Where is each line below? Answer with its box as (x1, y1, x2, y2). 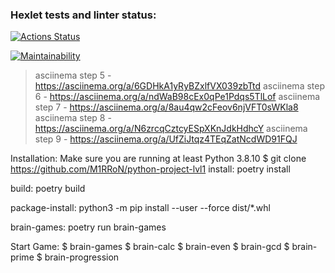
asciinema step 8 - (34, 112, 112, 124)
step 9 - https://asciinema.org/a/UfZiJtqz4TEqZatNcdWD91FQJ (34, 133, 298, 145)
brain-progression (44, 251, 120, 263)
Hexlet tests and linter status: (10, 8, 157, 22)
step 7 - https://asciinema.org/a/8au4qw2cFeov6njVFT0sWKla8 (34, 101, 299, 113)
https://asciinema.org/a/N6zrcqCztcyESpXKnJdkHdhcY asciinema (34, 123, 308, 135)
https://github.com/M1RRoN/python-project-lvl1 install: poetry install (10, 163, 291, 175)
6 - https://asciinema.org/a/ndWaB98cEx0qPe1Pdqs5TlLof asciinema (34, 91, 321, 103)
